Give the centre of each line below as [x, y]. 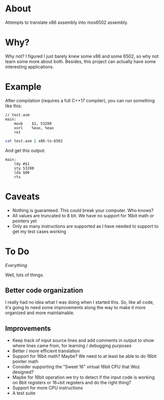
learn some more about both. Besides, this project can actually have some [81, 61]
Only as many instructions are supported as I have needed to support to [85, 226]
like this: [14, 106]
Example [23, 87]
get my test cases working [39, 231]
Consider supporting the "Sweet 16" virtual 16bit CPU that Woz [76, 367]
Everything [16, 265]
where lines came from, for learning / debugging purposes [72, 346]
